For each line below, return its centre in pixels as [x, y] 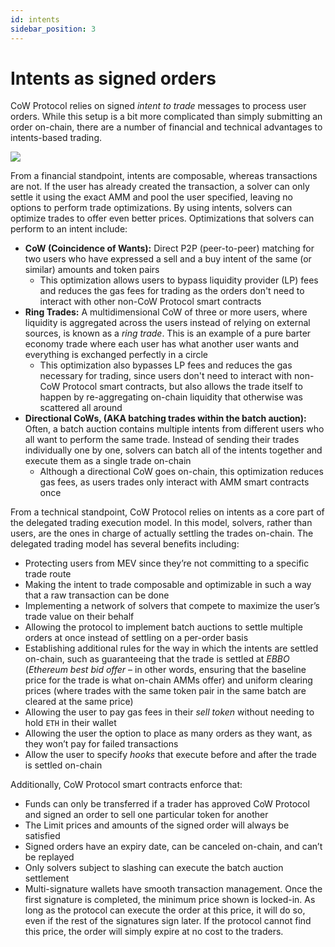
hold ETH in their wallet [70, 723]
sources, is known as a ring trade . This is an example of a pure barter [168, 333]
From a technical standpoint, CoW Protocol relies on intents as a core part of [167, 512]
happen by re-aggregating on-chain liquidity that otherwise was [171, 397]
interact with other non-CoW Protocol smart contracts [150, 302]
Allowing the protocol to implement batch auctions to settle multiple [163, 627]
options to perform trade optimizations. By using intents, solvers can [151, 208]
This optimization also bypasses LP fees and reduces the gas [166, 365]
